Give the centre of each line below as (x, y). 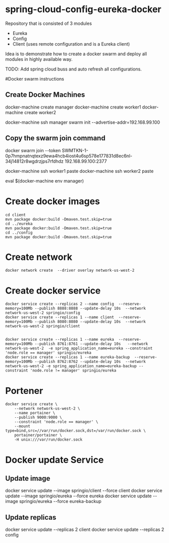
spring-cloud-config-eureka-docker (83, 9)
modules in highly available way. (39, 59)
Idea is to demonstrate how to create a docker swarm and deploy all (76, 54)
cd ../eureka (19, 224)
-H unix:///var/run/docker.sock (48, 440)
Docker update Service (54, 460)
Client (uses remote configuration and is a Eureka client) (71, 44)
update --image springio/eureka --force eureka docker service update (78, 496)
